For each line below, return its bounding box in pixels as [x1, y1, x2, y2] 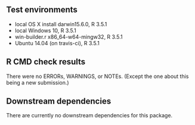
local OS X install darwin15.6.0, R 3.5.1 [14, 20, 107, 27]
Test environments [6, 5, 78, 15]
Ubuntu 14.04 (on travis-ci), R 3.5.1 [14, 39, 100, 46]
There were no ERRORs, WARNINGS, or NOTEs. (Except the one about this [6, 73, 189, 80]
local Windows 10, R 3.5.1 [14, 27, 76, 34]
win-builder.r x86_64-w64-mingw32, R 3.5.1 [14, 33, 123, 40]
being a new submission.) [6, 79, 70, 86]
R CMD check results [6, 57, 86, 67]
